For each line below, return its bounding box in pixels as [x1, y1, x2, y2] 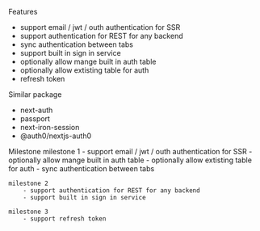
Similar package [8, 90, 62, 99]
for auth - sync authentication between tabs [8, 164, 155, 173]
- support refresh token [23, 215, 107, 223]
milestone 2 [8, 179, 48, 187]
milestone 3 [8, 208, 48, 216]
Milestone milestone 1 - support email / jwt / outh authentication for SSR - [8, 147, 253, 156]
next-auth [19, 105, 53, 115]
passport [19, 114, 51, 124]
